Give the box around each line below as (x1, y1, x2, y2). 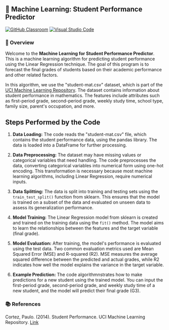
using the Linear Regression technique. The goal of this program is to (5, 61, 149, 67)
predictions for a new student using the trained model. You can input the (12, 276, 163, 283)
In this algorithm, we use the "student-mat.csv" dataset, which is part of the (5, 82, 163, 88)
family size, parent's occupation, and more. (5, 103, 95, 109)
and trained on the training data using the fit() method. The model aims (12, 219, 164, 225)
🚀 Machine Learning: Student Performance (5, 5, 143, 14)
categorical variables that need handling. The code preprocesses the (12, 157, 156, 163)
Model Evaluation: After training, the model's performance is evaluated (12, 240, 161, 246)
